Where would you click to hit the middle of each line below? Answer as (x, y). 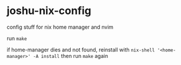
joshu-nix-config (49, 11)
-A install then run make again (70, 56)
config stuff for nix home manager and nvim (60, 27)
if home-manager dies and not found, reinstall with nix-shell (81, 49)
